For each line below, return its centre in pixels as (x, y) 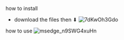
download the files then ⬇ (45, 19)
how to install (22, 8)
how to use (19, 31)
